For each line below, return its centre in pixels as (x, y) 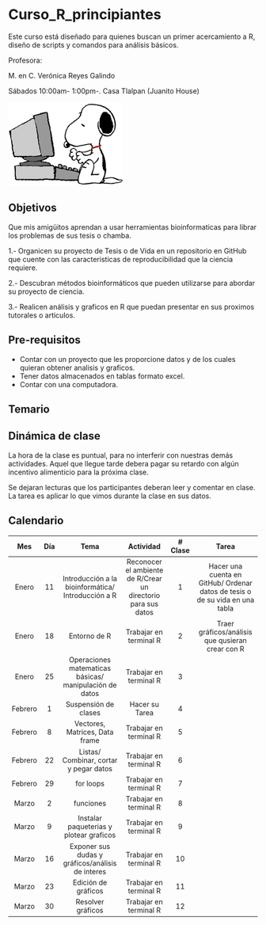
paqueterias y (89, 827)
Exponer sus (90, 846)
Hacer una (226, 566)
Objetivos (32, 208)
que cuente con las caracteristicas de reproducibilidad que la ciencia (121, 259)
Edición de (90, 882)
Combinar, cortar (90, 760)
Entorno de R (90, 636)
